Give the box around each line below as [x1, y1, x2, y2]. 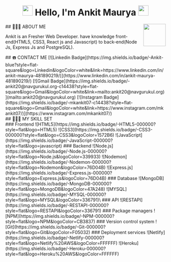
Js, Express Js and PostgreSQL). [5, 44, 74, 50]
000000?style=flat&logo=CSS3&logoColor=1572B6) [5, 132, 115, 138]
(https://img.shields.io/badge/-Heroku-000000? [5, 245, 106, 251]
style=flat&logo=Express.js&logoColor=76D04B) [5, 175, 107, 181]
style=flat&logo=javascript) [5, 142, 63, 149]
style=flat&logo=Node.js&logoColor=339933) [5, 153, 101, 160]
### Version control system [96, 218, 155, 224]
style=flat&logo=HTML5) [5, 126, 58, 132]
